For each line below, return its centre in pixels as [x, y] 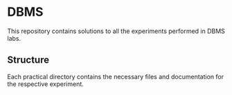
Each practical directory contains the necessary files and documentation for [115, 76]
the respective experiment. [46, 84]
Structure [28, 60]
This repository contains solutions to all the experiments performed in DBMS [116, 31]
